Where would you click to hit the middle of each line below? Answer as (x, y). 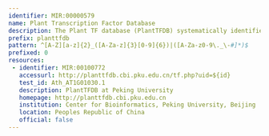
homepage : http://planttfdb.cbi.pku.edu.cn (92, 98)
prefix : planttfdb (39, 38)
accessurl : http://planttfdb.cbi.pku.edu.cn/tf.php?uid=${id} (124, 75)
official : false (46, 120)
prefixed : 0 (28, 53)
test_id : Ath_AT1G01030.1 (62, 82)
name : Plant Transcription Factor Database (82, 23)
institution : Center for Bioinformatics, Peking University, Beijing (137, 105)
